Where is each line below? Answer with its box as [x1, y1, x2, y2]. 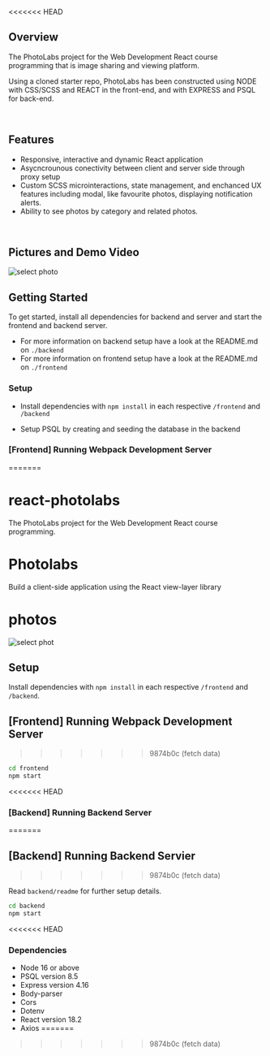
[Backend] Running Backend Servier [8, 849, 196, 863]
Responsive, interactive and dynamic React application [19, 154, 204, 164]
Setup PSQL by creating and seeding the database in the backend [19, 424, 241, 434]
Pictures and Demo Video [8, 245, 139, 259]
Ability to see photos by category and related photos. [19, 206, 199, 216]
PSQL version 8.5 [19, 972, 79, 981]
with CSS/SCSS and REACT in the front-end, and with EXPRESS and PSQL [8, 84, 256, 94]
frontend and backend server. [8, 321, 108, 331]
